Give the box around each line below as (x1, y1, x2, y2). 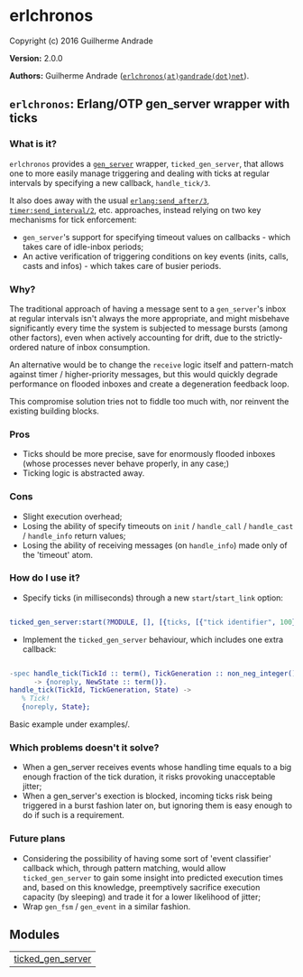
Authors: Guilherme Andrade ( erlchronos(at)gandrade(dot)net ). (9, 70, 250, 81)
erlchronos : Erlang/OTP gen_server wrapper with (9, 97, 290, 112)
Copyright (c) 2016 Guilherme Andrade (9, 35, 153, 46)
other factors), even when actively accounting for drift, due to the (9, 331, 252, 343)
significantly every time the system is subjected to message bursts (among (9, 322, 289, 333)
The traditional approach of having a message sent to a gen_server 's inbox (9, 303, 287, 314)
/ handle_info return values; (22, 530, 126, 541)
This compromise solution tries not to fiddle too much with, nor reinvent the (9, 395, 289, 406)
